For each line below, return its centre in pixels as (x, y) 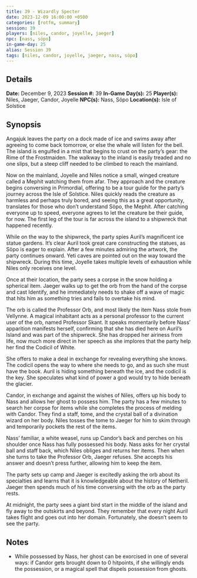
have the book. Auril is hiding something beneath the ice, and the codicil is (96, 372)
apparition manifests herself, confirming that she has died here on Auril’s (94, 329)
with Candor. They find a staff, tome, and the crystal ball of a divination (92, 414)
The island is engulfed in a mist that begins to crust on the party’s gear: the (97, 152)
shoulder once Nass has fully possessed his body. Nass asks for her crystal (98, 444)
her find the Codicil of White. (41, 347)
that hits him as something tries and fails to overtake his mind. (81, 298)
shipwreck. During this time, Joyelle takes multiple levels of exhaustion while (99, 262)
